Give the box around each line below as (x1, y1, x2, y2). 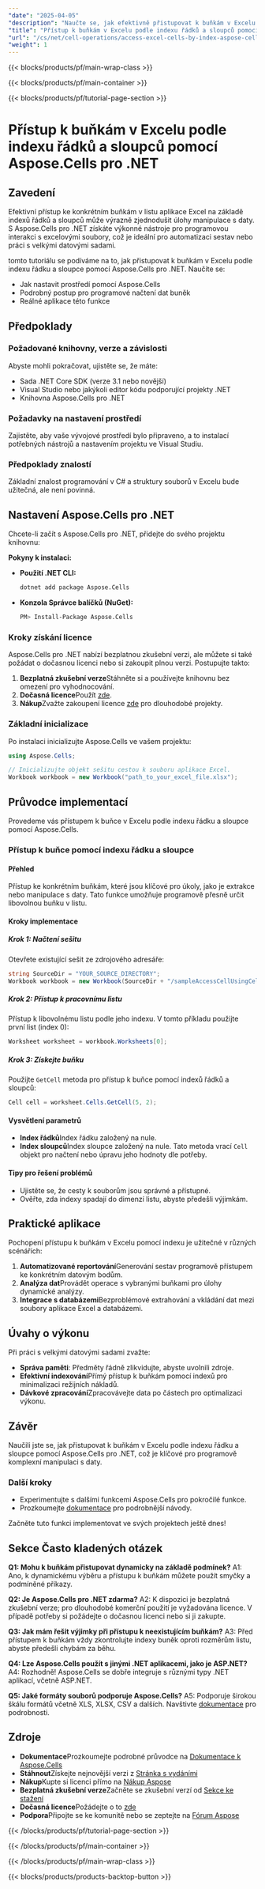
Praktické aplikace (8, 1217, 101, 1230)
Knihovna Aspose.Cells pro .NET (19, 393, 125, 402)
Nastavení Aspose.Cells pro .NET (8, 508, 175, 522)
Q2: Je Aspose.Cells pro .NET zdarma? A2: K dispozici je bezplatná (8, 1595, 230, 1604)
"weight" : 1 (8, 41, 47, 49)
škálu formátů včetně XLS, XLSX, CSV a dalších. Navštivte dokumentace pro (8, 1699, 256, 1709)
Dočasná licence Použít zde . (19, 690, 112, 700)
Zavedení (8, 186, 56, 199)
